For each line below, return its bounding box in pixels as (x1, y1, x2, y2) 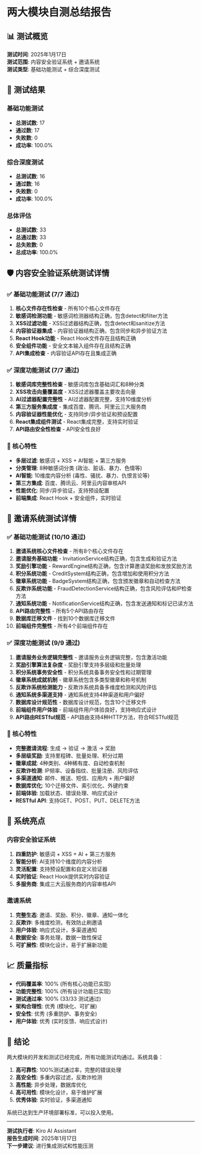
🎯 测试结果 (7, 85, 45, 95)
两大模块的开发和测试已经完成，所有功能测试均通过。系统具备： (7, 1054, 163, 1061)
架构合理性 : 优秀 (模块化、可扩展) (15, 1002, 97, 1010)
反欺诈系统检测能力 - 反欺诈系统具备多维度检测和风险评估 (15, 683, 157, 691)
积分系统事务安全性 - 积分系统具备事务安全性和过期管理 (15, 668, 152, 676)
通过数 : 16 (15, 180, 41, 187)
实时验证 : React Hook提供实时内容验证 (15, 873, 110, 880)
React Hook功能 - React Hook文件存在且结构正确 (15, 335, 137, 342)
